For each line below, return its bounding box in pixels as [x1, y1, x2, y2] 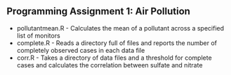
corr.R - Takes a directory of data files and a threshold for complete [16, 53, 212, 62]
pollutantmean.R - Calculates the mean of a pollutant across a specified [16, 24, 225, 32]
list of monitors [16, 31, 60, 40]
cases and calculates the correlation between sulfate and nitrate [16, 60, 203, 69]
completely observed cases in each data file [16, 46, 145, 54]
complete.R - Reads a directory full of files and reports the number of [16, 38, 218, 47]
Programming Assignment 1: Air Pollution [6, 6, 191, 17]
